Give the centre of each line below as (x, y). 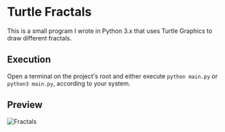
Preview (25, 105)
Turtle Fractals (49, 12)
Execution (29, 60)
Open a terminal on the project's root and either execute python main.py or (113, 76)
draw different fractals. (39, 38)
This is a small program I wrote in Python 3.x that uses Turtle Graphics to (110, 31)
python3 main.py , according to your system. (69, 83)
